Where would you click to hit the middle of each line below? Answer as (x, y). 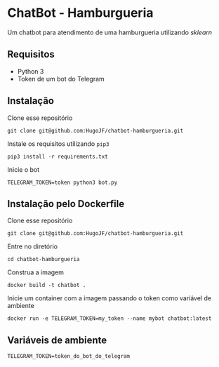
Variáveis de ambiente (57, 340)
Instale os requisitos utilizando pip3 (58, 144)
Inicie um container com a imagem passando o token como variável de (109, 298)
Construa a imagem (36, 272)
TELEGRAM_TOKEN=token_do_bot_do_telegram (69, 356)
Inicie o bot (24, 169)
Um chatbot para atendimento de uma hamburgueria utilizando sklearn (110, 32)
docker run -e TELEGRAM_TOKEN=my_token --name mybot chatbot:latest (109, 319)
